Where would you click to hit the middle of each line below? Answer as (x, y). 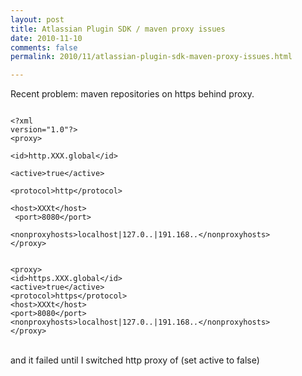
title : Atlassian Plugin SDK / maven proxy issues (118, 29)
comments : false (44, 47)
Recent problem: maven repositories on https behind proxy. (132, 94)
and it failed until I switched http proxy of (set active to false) (135, 360)
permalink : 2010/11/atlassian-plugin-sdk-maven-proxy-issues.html (151, 57)
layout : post (37, 19)
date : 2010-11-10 (46, 38)
